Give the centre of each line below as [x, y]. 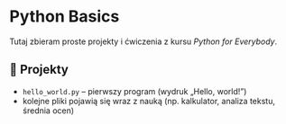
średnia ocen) [48, 111]
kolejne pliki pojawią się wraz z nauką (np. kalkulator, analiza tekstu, [148, 101]
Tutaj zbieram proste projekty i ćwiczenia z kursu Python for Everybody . [143, 41]
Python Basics [65, 17]
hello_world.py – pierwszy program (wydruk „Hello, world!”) [134, 91]
